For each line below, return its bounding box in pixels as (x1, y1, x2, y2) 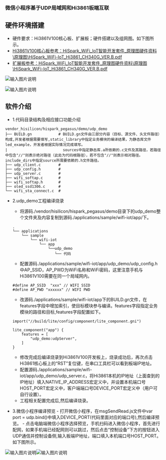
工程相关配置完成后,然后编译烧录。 (19, 398, 91, 403)
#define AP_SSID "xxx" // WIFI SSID (12, 283, 91, 288)
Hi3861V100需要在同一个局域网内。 (19, 273, 93, 279)
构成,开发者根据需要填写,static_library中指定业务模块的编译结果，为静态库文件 (5, 137, 152, 142)
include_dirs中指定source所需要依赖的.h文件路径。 (5, 158, 102, 163)
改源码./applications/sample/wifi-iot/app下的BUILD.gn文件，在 (19, 296, 148, 302)
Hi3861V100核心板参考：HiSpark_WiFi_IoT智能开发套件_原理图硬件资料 (12, 48, 157, 54)
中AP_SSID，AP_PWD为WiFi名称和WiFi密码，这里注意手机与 (19, 267, 143, 273)
